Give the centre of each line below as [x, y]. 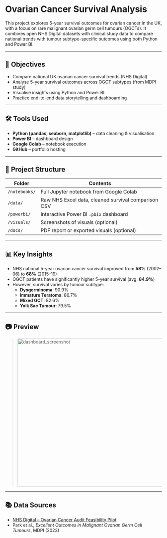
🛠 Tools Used [27, 119]
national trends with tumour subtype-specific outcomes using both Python [82, 39]
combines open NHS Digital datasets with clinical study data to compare [79, 33]
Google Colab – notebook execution [49, 144]
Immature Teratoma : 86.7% [48, 295]
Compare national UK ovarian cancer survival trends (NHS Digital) [80, 76]
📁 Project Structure [35, 169]
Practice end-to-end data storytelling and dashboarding [70, 98]
